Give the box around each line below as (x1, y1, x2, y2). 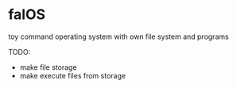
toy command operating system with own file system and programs (8, 32, 229, 41)
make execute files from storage (19, 71, 126, 80)
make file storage (19, 62, 77, 72)
